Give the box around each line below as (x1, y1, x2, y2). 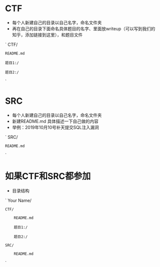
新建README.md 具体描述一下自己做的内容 (12, 118, 99, 124)
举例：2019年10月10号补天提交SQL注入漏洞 (12, 124, 99, 130)
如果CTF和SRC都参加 (5, 171, 91, 182)
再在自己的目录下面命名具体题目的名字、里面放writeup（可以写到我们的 (12, 25, 156, 32)
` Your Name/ (5, 197, 32, 203)
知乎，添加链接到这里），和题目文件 (12, 32, 83, 38)
